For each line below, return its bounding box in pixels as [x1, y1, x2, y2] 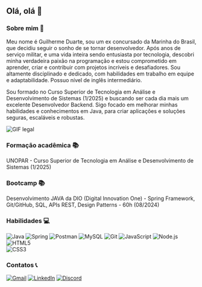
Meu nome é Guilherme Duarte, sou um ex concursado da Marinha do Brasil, [6, 37, 197, 45]
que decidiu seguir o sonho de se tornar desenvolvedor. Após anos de [6, 44, 181, 51]
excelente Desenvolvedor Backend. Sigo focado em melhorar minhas [6, 101, 178, 108]
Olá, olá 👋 [6, 6, 42, 16]
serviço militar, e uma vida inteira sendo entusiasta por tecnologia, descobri [6, 51, 195, 58]
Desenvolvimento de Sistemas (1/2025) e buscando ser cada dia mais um [6, 94, 189, 102]
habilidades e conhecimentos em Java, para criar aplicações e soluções [6, 107, 186, 115]
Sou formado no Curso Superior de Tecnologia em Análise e [6, 88, 156, 95]
